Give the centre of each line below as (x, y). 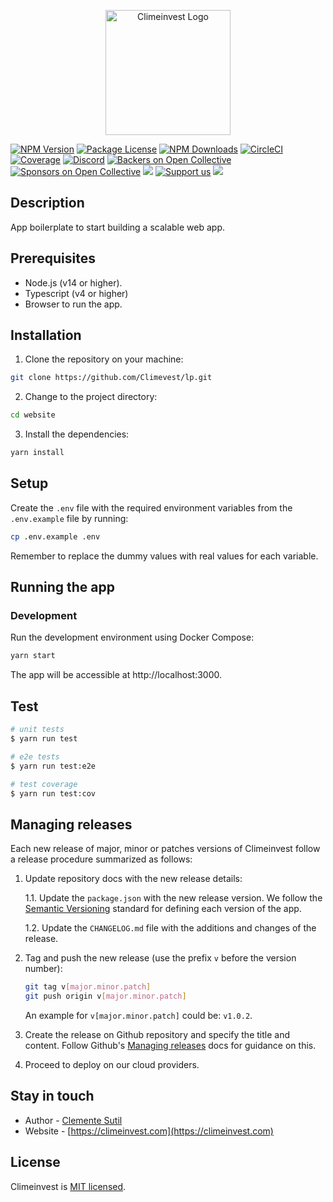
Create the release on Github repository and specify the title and (157, 1034)
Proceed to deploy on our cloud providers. (112, 1064)
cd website (33, 415)
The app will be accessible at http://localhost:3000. (116, 675)
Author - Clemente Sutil (73, 1120)
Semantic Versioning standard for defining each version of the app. (163, 909)
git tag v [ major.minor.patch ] (88, 987)
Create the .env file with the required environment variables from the (151, 507)
